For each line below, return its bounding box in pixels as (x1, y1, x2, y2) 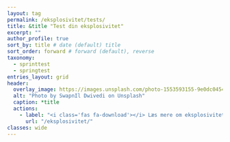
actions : (13, 105, 38, 112)
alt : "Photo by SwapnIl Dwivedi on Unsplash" (13, 93, 146, 100)
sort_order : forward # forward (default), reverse (7, 48, 155, 55)
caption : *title (13, 99, 60, 106)
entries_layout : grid (7, 73, 69, 81)
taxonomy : (7, 55, 36, 61)
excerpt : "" (7, 29, 41, 36)
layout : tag (7, 10, 41, 17)
